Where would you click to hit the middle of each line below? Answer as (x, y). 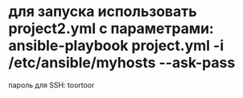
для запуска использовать (103, 12)
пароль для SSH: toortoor (51, 85)
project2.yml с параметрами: (111, 29)
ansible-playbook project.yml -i (116, 46)
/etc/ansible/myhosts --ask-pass (122, 63)
